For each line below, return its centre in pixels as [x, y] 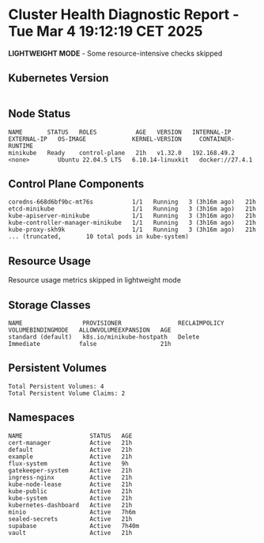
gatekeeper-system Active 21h [70, 470]
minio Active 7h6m [72, 512]
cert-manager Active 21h [70, 442]
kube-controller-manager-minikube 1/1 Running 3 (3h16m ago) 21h [132, 223]
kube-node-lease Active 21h [70, 484]
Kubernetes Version [58, 78]
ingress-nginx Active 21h [70, 477]
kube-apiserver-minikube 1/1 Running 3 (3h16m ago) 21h [132, 216]
